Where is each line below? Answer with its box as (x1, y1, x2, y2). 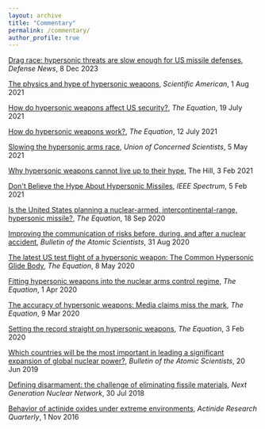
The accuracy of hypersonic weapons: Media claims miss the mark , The (8, 301, 244, 310)
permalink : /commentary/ (8, 26, 90, 34)
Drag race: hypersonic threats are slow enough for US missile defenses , (8, 56, 244, 65)
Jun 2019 (8, 365, 39, 374)
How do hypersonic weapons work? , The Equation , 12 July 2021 (8, 127, 218, 136)
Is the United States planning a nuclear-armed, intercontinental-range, (8, 205, 238, 215)
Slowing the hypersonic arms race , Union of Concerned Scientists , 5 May (8, 142, 248, 151)
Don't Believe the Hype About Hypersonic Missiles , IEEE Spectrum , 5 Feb (8, 182, 248, 191)
